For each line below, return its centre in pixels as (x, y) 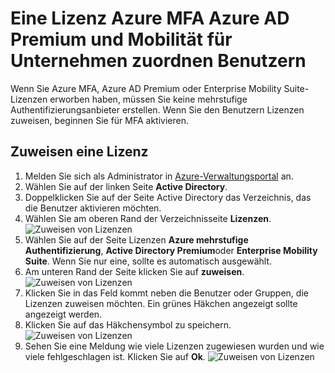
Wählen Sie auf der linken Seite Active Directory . (126, 186)
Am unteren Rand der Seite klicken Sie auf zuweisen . (134, 271)
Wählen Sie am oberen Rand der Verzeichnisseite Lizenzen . (148, 218)
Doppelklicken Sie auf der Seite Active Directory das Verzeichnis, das (168, 197)
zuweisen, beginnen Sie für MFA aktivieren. (100, 120)
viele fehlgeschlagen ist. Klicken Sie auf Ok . (115, 356)
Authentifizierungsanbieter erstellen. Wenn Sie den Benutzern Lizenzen (157, 109)
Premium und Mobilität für (121, 39)
